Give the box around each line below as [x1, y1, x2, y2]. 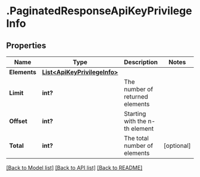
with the [124, 117, 147, 125]
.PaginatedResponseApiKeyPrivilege [6, 4, 192, 18]
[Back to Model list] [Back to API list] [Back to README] [6, 165, 143, 171]
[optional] [163, 141, 191, 150]
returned [124, 93, 149, 100]
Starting [124, 110, 146, 118]
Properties [6, 40, 46, 50]
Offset [9, 117, 28, 125]
